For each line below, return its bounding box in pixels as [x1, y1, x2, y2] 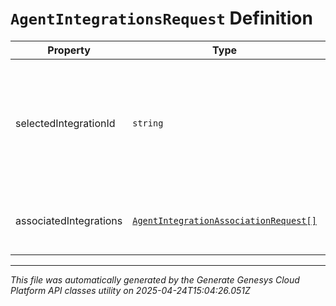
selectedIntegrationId [15, 116, 116, 130]
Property [47, 43, 91, 57]
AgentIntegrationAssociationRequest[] [132, 215, 317, 226]
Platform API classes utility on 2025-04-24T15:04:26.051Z [10, 284, 251, 296]
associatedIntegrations [15, 213, 123, 227]
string [132, 117, 164, 129]
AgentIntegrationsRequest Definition [10, 7, 313, 30]
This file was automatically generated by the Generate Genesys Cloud [10, 273, 300, 286]
